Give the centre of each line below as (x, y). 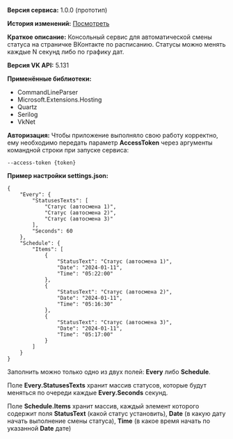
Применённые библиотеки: (49, 79)
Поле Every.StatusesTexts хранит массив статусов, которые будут (107, 385)
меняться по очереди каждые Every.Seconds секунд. (88, 393)
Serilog (27, 114)
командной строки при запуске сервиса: (68, 150)
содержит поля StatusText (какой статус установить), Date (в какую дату (116, 414)
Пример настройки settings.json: (58, 176)
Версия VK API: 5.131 (38, 65)
